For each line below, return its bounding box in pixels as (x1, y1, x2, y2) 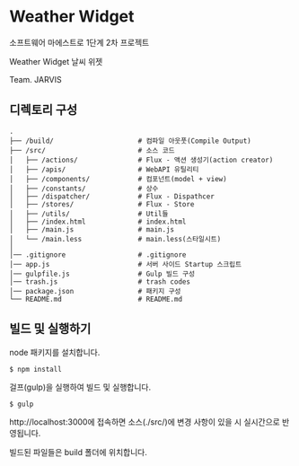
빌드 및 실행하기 (9, 321, 92, 337)
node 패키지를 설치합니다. (9, 347, 101, 357)
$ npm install (9, 365, 63, 374)
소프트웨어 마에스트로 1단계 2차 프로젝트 (9, 37, 150, 48)
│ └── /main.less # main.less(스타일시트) (9, 234, 222, 243)
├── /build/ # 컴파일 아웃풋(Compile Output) (9, 136, 251, 145)
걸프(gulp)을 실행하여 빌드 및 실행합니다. (9, 382, 152, 392)
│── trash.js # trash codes (9, 277, 191, 286)
